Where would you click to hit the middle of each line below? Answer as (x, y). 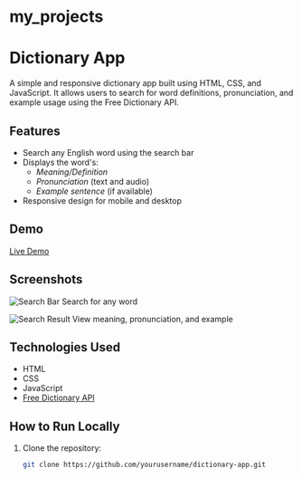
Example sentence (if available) (94, 191)
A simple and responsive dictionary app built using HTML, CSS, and (136, 83)
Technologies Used (65, 347)
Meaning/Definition (72, 172)
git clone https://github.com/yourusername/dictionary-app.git (144, 465)
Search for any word (100, 301)
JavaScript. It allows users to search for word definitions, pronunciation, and (151, 93)
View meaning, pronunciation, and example (152, 319)
